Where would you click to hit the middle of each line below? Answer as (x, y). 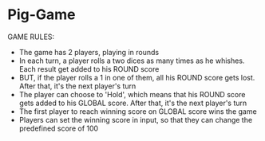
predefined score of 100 (59, 128)
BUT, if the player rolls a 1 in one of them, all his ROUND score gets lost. (137, 77)
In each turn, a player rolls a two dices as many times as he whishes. (132, 61)
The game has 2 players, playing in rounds (89, 52)
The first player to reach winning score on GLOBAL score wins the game (138, 111)
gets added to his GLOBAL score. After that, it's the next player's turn (133, 103)
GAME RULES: (31, 37)
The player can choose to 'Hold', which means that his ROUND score (132, 94)
